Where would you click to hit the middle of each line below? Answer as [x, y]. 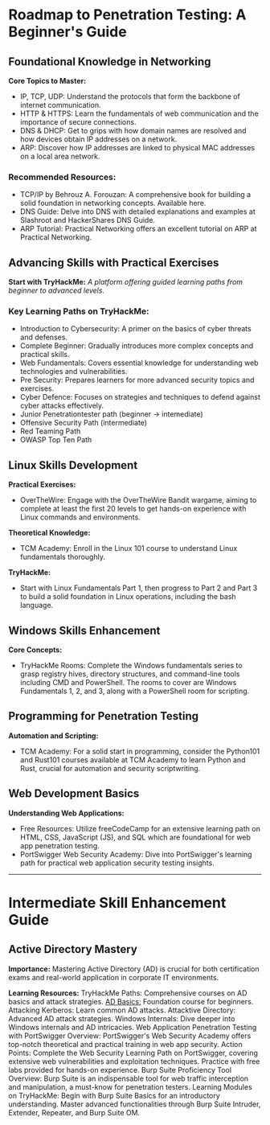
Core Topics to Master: [47, 81]
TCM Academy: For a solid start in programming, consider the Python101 [140, 751]
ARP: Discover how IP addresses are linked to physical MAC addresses [137, 148]
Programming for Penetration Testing [104, 716]
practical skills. [45, 355]
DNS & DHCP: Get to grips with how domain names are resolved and [133, 131]
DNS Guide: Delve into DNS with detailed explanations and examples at [137, 211]
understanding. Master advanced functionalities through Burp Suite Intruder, [135, 1104]
